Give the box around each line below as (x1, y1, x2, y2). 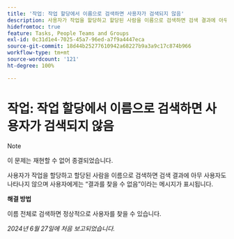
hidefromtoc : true (7, 23, 61, 30)
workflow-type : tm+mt (7, 50, 70, 57)
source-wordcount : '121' (7, 56, 79, 63)
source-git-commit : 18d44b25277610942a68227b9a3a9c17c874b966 (7, 43, 192, 50)
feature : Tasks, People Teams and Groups (7, 29, 130, 37)
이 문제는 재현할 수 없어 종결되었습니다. (7, 156, 114, 164)
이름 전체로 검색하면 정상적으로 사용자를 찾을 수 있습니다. (7, 209, 162, 217)
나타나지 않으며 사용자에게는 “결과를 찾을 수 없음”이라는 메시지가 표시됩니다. (7, 180, 214, 188)
